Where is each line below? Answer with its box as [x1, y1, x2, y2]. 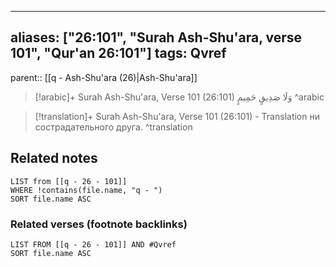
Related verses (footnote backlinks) [10, 217, 188, 231]
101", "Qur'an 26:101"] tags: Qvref [10, 45, 227, 62]
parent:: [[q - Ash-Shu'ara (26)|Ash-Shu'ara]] [10, 71, 198, 83]
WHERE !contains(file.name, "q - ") [10, 185, 163, 195]
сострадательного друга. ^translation [34, 121, 193, 133]
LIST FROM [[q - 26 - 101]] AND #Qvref [10, 239, 177, 250]
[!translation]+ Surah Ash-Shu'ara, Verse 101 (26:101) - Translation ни [34, 110, 320, 122]
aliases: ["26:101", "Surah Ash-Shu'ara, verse [10, 29, 303, 46]
